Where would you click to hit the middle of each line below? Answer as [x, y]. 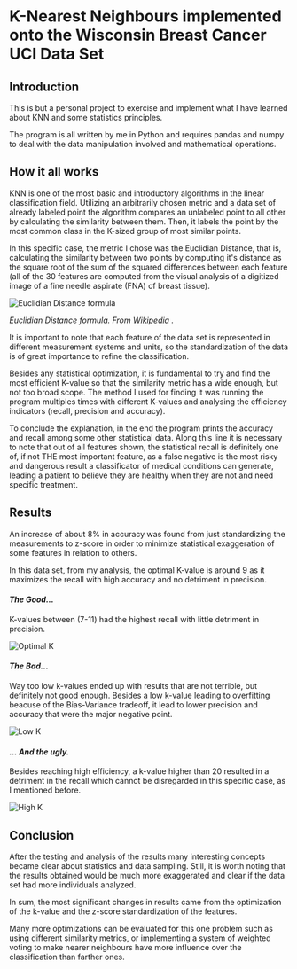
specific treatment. [43, 484]
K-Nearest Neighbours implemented [145, 16]
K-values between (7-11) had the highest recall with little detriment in [134, 619]
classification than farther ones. [67, 957]
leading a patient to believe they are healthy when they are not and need [141, 475]
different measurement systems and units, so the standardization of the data [149, 347]
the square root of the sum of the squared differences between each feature [148, 267]
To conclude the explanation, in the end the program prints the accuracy [141, 428]
